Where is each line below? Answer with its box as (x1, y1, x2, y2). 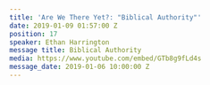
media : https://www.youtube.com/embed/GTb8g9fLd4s (9, 54, 202, 63)
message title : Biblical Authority (9, 46, 142, 55)
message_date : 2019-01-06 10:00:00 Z (9, 63, 150, 72)
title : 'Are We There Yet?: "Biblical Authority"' (9, 12, 202, 22)
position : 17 (9, 29, 58, 38)
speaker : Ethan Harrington (9, 37, 110, 47)
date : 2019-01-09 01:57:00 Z (9, 21, 118, 30)
